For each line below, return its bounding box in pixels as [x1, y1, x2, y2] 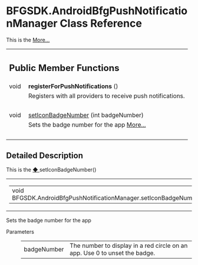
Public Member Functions [9, 62, 120, 73]
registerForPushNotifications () [28, 82, 118, 91]
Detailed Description [6, 150, 84, 160]
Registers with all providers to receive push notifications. [28, 92, 185, 100]
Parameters [6, 228, 34, 235]
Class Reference [60, 17, 143, 30]
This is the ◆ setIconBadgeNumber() [6, 166, 97, 173]
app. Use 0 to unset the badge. [70, 249, 156, 257]
